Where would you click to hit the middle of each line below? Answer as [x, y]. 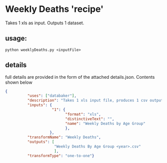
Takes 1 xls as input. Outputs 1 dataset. [45, 23]
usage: [16, 38]
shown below [19, 82]
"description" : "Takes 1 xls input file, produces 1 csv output [95, 101]
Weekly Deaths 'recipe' [54, 9]
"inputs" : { [40, 105]
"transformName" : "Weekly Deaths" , [64, 137]
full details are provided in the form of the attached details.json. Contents [80, 77]
